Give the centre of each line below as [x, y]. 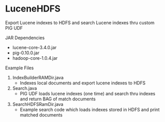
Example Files [19, 68]
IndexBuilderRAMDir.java [38, 77]
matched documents [41, 115]
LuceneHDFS [33, 9]
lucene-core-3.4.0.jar [34, 47]
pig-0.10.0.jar [26, 53]
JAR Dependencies [25, 38]
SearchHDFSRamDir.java [38, 104]
